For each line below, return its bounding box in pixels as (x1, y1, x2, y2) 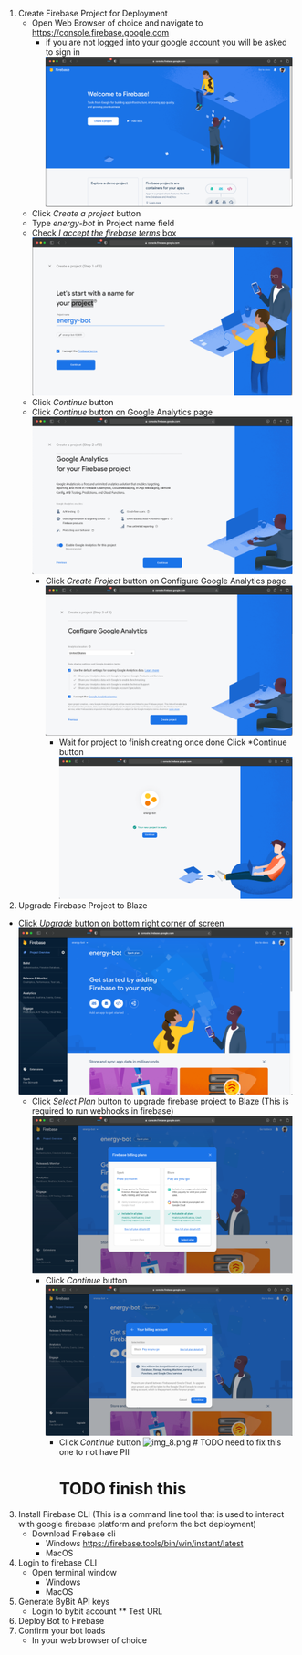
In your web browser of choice (31, 1634, 148, 1646)
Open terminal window (31, 1566, 117, 1577)
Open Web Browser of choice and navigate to (31, 17, 203, 28)
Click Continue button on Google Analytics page (31, 406, 213, 417)
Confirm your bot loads (17, 1625, 106, 1636)
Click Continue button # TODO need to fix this (58, 1437, 282, 1448)
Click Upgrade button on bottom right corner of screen (17, 917, 225, 928)
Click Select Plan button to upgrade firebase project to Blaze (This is (31, 1095, 289, 1107)
